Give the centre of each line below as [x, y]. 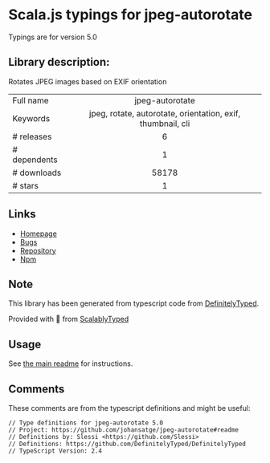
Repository [38, 250]
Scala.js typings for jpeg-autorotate [131, 15]
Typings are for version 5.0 [53, 37]
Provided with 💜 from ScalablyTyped [69, 319]
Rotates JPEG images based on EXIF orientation [88, 81]
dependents [35, 160]
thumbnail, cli [165, 124]
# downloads [37, 173]
